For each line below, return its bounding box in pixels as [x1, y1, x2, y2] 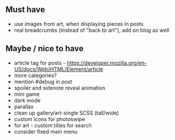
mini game [14, 91, 39, 98]
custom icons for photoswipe [14, 115, 85, 122]
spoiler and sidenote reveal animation [14, 84, 105, 91]
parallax [14, 103, 34, 110]
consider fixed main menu [14, 128, 78, 135]
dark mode [14, 96, 41, 104]
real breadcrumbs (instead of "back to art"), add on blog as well [14, 26, 169, 34]
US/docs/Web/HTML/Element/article [14, 65, 104, 72]
